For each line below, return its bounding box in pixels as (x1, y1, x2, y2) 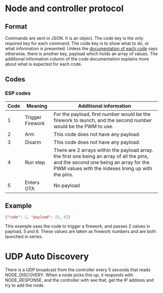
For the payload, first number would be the (53, 111, 151, 117)
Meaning (26, 102, 48, 109)
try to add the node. (5, 282, 45, 288)
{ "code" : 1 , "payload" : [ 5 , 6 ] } (5, 215, 70, 219)
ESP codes (5, 90, 31, 97)
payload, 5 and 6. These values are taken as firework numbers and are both (5, 229, 156, 234)
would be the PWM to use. (53, 123, 114, 130)
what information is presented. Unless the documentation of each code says (5, 46, 158, 51)
